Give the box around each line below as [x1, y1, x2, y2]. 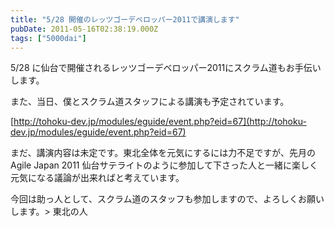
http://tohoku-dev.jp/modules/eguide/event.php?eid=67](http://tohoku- [13, 116, 307, 128]
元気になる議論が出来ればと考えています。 [10, 172, 185, 184]
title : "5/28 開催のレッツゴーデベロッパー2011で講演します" [10, 14, 240, 25]
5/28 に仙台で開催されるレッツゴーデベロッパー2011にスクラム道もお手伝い [10, 62, 322, 74]
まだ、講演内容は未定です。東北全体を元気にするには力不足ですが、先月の [10, 147, 317, 159]
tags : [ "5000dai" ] [10, 33, 87, 43]
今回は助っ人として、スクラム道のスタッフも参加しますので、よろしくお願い [10, 193, 325, 205]
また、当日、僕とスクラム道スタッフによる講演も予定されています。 [10, 96, 290, 108]
